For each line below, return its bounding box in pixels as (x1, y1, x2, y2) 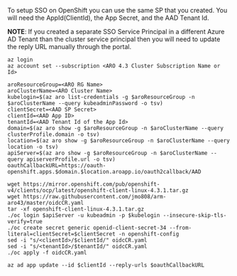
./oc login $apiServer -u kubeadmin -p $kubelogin (7, 212, 160, 219)
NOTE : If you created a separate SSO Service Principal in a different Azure (7, 28, 225, 36)
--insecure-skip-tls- (162, 212, 227, 219)
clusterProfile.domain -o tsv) (7, 131, 100, 138)
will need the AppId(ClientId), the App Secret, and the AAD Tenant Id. (7, 14, 209, 22)
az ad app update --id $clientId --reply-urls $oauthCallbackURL (7, 262, 204, 269)
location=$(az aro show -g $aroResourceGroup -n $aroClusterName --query (7, 137, 231, 144)
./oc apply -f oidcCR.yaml (7, 249, 87, 256)
